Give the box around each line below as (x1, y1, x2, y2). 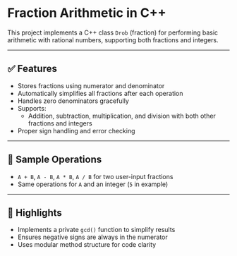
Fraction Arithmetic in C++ (7, 5, 167, 21)
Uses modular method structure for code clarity (17, 240, 157, 249)
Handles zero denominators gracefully (17, 97, 129, 105)
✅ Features (7, 63, 58, 75)
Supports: (17, 104, 47, 112)
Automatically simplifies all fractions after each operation (17, 89, 183, 97)
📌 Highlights (7, 207, 62, 219)
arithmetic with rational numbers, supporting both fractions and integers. (7, 35, 219, 44)
